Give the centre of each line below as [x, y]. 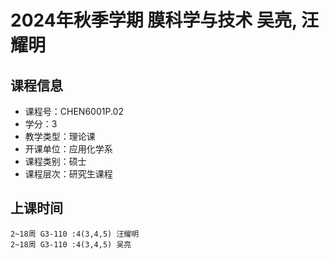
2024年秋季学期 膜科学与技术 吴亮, [154, 20]
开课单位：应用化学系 [68, 149]
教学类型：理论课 [60, 136]
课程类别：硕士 [55, 161]
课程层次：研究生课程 [68, 174]
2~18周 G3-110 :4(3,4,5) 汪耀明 [75, 234]
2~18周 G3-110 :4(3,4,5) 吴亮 [71, 244]
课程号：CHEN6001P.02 [74, 111]
